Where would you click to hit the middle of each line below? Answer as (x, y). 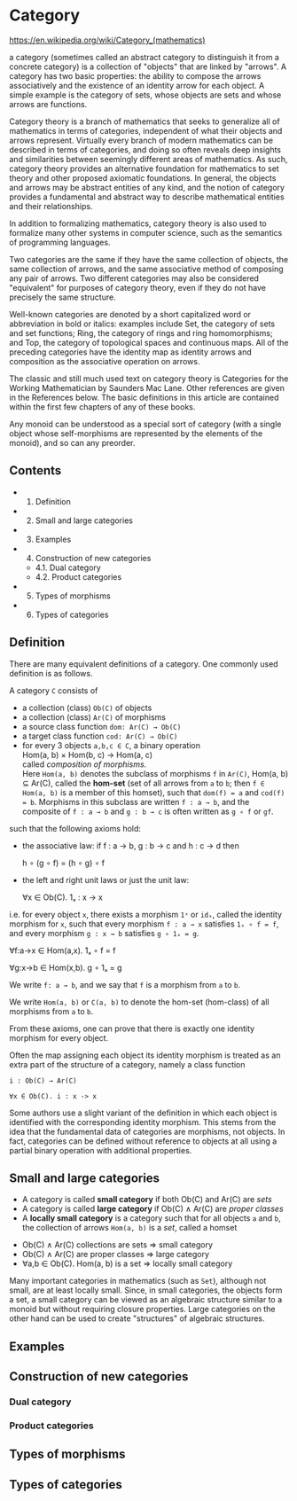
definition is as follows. (51, 673)
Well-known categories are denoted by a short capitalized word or (130, 314)
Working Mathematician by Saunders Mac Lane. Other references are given (147, 387)
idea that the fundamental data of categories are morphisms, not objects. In (147, 1131)
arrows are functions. (48, 104)
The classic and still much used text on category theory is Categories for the (149, 379)
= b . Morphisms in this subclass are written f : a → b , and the (136, 801)
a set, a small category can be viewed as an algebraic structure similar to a (146, 1300)
